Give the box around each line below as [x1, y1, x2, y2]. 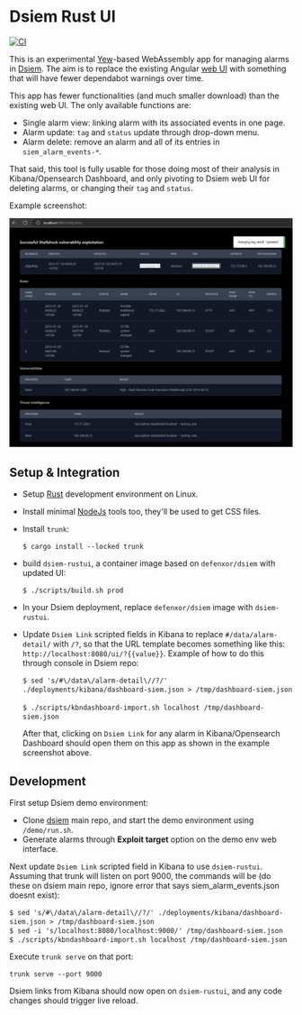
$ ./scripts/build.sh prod [22, 586, 124, 596]
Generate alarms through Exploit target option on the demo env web [22, 834, 277, 845]
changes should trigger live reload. [9, 995, 138, 1006]
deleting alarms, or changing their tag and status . [9, 182, 193, 193]
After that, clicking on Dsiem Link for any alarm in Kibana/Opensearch [22, 728, 280, 739]
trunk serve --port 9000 [9, 970, 102, 979]
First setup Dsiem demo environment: [9, 798, 148, 809]
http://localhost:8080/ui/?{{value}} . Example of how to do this [22, 648, 265, 659]
